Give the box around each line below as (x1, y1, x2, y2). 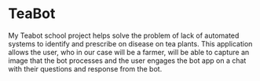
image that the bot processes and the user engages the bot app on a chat (8, 56, 247, 65)
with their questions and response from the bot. (8, 64, 163, 73)
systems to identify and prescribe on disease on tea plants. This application (8, 39, 253, 48)
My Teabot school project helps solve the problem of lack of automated (8, 31, 240, 40)
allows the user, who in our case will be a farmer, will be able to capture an (8, 47, 250, 57)
